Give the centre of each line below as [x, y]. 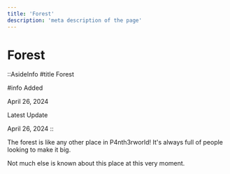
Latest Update [28, 115]
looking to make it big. [39, 150]
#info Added [25, 88]
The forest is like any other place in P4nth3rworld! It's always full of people [115, 142]
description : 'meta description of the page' [74, 20]
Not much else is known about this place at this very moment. [96, 163]
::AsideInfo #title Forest [41, 74]
